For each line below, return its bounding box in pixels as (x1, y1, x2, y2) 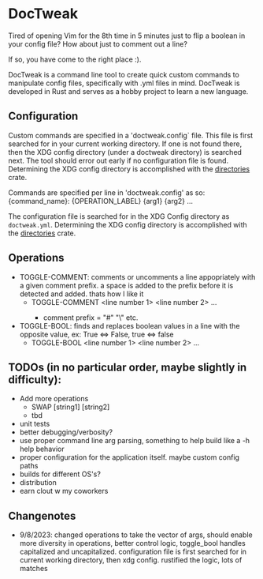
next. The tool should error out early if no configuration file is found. (8, 156, 229, 165)
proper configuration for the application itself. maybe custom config (19, 453, 240, 462)
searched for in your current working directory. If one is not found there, (8, 139, 243, 149)
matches (19, 564, 49, 573)
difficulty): (8, 373, 61, 386)
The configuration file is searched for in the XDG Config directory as (8, 211, 230, 221)
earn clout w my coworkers (19, 487, 109, 496)
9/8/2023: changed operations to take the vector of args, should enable (19, 530, 254, 540)
